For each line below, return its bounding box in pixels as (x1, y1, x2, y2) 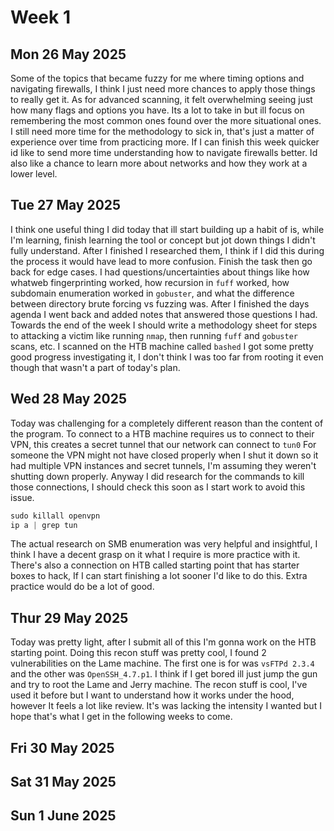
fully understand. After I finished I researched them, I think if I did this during (10, 244, 325, 256)
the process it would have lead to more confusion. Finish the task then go (10, 255, 313, 267)
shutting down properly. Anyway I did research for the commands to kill (10, 470, 305, 482)
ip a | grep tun (10, 520, 78, 530)
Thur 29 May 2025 (10, 609, 129, 626)
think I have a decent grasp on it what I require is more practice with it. (10, 549, 301, 561)
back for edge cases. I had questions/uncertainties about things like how (10, 266, 310, 278)
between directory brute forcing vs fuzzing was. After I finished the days (10, 297, 310, 310)
